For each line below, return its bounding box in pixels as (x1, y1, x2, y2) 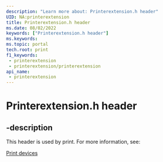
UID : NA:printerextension (6, 14, 69, 20)
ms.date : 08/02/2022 (6, 25, 57, 31)
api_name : (6, 69, 30, 75)
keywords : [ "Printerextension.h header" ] (6, 31, 109, 36)
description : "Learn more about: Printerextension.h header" (6, 8, 159, 15)
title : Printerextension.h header (6, 19, 91, 25)
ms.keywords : (6, 36, 38, 42)
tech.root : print (6, 47, 49, 53)
